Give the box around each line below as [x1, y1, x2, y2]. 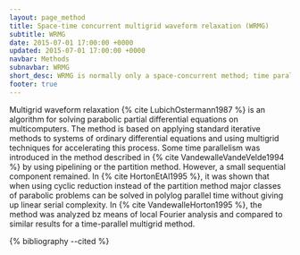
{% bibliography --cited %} [9, 235, 110, 246]
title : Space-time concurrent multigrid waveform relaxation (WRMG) [9, 21, 270, 30]
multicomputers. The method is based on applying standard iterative [9, 123, 261, 134]
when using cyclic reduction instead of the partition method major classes [9, 180, 281, 191]
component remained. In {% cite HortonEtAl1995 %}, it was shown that [9, 171, 270, 182]
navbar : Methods [9, 55, 70, 64]
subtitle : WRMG [9, 30, 66, 38]
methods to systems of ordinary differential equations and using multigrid [9, 132, 279, 143]
